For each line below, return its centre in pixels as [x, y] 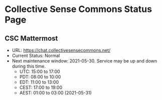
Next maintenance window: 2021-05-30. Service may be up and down [85, 61]
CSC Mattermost [31, 38]
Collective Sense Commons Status [78, 9]
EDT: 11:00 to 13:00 [39, 82]
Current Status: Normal [36, 55]
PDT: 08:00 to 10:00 [40, 77]
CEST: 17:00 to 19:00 [41, 87]
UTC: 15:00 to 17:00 [40, 71]
